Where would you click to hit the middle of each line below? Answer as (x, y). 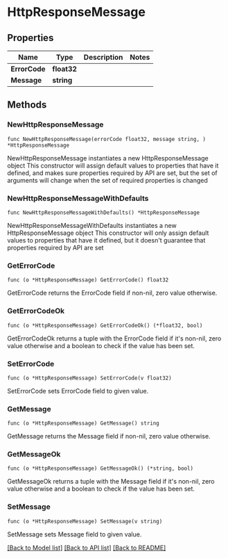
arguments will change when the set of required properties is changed (107, 180)
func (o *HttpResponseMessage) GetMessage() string (83, 424)
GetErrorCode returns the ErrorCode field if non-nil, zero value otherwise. (112, 293)
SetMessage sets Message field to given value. (74, 534)
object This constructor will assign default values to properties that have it (113, 165)
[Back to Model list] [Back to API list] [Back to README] (87, 548)
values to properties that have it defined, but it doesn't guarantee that (106, 240)
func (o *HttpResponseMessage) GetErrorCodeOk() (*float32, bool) (105, 325)
